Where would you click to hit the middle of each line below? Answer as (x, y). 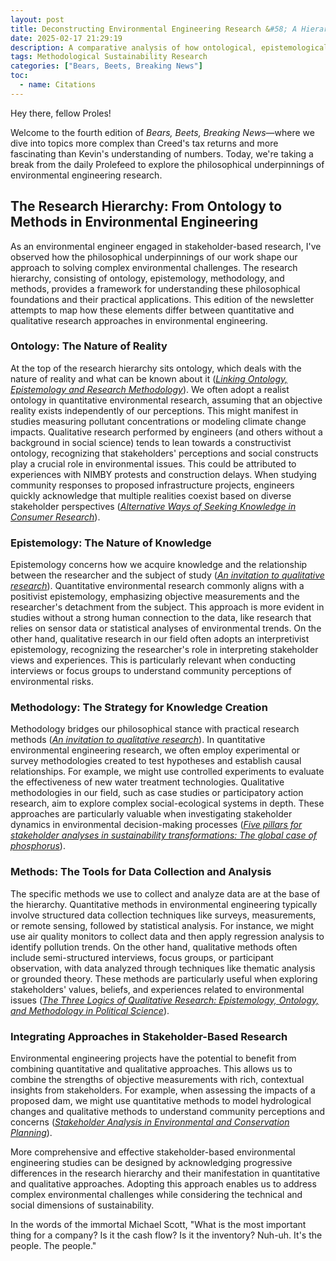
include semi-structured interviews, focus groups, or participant (142, 957)
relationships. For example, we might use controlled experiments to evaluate (167, 772)
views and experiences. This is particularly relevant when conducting (153, 660)
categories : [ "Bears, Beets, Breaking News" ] (106, 66)
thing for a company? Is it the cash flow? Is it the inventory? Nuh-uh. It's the (166, 1235)
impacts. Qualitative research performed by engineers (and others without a (166, 432)
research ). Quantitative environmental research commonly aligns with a (157, 586)
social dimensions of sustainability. (82, 1205)
